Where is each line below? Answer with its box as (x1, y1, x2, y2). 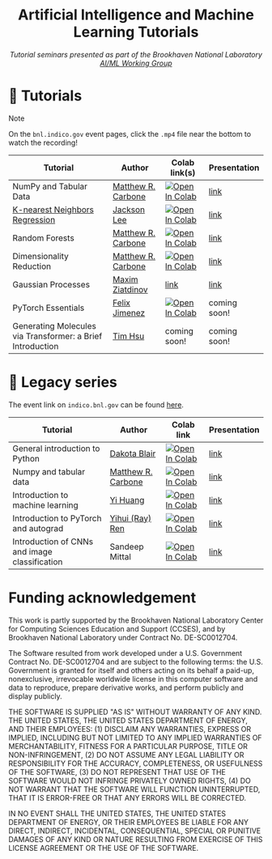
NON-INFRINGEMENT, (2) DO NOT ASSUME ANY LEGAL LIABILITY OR (8, 750, 244, 759)
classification (12, 556, 63, 568)
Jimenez (112, 307, 146, 318)
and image (12, 546, 53, 557)
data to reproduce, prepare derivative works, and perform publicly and (8, 683, 244, 692)
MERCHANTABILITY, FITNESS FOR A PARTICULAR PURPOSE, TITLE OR (8, 741, 249, 751)
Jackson (112, 204, 146, 215)
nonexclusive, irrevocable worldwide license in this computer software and (8, 674, 258, 683)
